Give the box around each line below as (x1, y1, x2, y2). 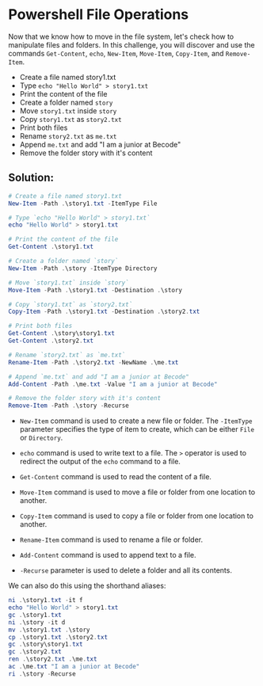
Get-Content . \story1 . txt (8, 243, 93, 251)
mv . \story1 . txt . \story (8, 626, 90, 634)
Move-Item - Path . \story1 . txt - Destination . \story (8, 286, 182, 294)
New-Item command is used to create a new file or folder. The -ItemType (19, 416, 253, 425)
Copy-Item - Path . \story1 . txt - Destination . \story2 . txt (8, 307, 200, 316)
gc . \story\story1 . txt (8, 640, 83, 649)
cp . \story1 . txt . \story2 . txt (8, 633, 109, 641)
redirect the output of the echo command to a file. (19, 457, 181, 467)
